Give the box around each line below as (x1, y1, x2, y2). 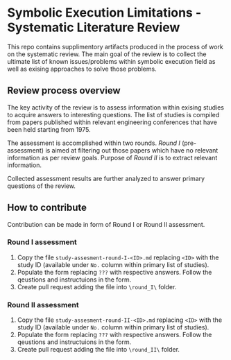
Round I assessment (7, 237, 78, 247)
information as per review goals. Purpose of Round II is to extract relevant (7, 153, 218, 162)
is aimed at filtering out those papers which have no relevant (44, 146, 219, 154)
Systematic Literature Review (7, 19, 180, 35)
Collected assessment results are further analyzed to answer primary (7, 174, 205, 182)
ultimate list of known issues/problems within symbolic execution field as (7, 57, 216, 65)
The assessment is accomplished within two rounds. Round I (7, 139, 180, 147)
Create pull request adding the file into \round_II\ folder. (17, 345, 180, 354)
